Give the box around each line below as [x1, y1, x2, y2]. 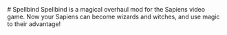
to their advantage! [7, 20, 61, 28]
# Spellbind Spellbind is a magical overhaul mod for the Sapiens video [7, 5, 205, 13]
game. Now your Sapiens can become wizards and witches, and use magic [7, 12, 220, 21]
